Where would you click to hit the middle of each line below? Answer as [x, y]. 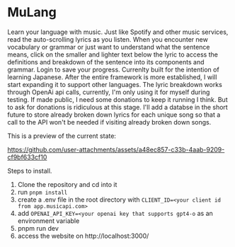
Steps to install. [30, 171]
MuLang [32, 12]
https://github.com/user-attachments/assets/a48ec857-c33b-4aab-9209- [116, 149]
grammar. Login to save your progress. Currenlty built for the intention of [113, 69]
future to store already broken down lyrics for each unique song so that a [114, 115]
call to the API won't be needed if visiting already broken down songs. [109, 122]
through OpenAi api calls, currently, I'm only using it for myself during [109, 92]
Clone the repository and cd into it [67, 184]
